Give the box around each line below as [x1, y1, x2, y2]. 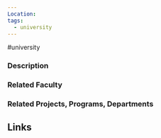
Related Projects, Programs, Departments [7, 99, 154, 109]
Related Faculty [7, 80, 62, 90]
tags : [7, 17, 23, 24]
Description [7, 61, 49, 71]
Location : [7, 10, 37, 18]
